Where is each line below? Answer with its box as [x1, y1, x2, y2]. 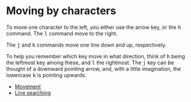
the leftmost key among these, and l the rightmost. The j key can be [6, 59, 174, 66]
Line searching [14, 89, 51, 96]
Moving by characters [6, 4, 116, 18]
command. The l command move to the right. [6, 29, 118, 37]
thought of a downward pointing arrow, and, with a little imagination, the [6, 65, 182, 72]
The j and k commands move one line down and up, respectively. [6, 41, 167, 48]
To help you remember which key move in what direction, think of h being [6, 52, 185, 60]
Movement [14, 83, 41, 90]
